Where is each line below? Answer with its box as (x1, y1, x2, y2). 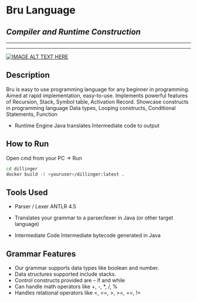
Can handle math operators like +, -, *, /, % (14, 283, 118, 290)
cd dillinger (6, 166, 38, 171)
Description (6, 70, 50, 80)
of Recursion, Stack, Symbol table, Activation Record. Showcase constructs (6, 98, 189, 105)
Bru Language (6, 4, 76, 17)
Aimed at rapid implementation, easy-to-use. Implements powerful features (6, 92, 188, 99)
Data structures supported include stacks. (14, 270, 116, 277)
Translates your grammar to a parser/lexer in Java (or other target (14, 214, 174, 221)
